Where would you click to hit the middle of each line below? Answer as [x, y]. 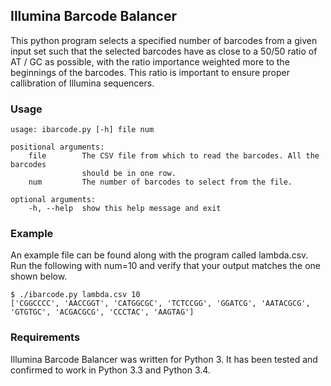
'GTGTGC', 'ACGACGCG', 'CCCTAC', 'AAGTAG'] [102, 312]
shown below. [39, 276]
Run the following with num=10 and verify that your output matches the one [166, 266]
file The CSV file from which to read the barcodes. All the [174, 156]
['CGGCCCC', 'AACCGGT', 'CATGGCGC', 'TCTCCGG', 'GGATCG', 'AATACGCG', [160, 304]
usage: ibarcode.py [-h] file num [82, 130]
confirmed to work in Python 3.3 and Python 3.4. [110, 370]
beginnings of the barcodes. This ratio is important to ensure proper [150, 72]
